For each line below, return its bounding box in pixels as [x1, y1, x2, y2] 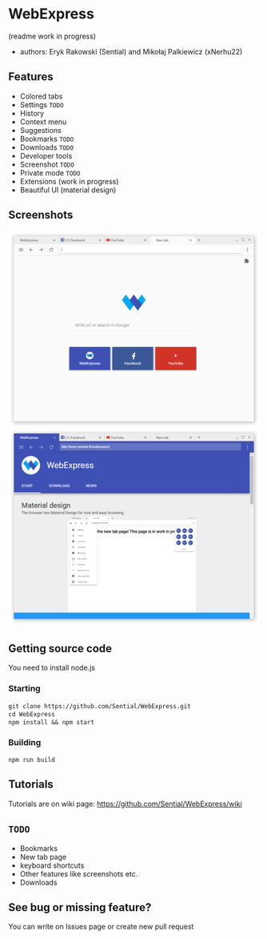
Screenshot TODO [19, 159, 74, 169]
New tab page [19, 852, 66, 861]
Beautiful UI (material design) [19, 185, 117, 195]
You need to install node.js [8, 663, 96, 673]
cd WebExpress [8, 710, 56, 718]
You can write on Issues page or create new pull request [8, 922, 194, 932]
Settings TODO [19, 99, 64, 109]
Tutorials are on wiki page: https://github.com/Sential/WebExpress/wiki [8, 799, 242, 808]
